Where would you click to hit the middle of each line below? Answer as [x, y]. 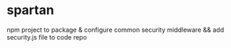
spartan [30, 10]
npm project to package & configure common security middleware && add [115, 30]
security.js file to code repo [47, 37]
